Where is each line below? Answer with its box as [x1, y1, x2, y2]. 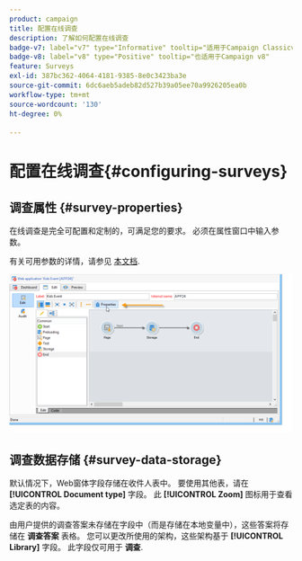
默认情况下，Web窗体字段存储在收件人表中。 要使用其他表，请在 [9, 477, 249, 489]
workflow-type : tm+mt [9, 90, 91, 99]
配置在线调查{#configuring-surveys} [9, 162, 288, 182]
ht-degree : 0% [9, 109, 63, 119]
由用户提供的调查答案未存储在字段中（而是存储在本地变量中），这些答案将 [9, 520, 281, 530]
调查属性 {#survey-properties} [9, 200, 183, 215]
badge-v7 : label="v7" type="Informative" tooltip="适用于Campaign [9, 43, 259, 52]
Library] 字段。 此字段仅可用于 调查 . [9, 542, 144, 553]
